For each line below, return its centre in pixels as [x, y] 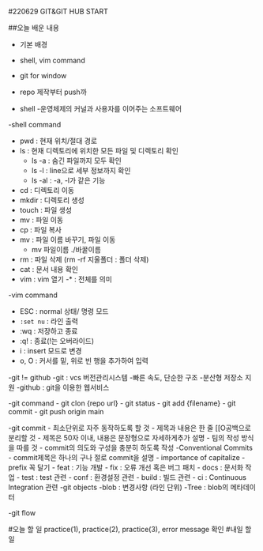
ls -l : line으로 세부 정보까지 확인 [81, 170]
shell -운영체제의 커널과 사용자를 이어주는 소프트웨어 [101, 109]
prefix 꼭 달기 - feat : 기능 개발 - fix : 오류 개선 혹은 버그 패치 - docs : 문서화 [126, 467]
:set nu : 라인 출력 [49, 321]
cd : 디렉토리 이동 [47, 190]
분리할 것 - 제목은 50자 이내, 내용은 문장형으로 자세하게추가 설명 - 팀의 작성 [124, 438]
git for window [43, 75]
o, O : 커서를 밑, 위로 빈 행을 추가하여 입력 [84, 360]
